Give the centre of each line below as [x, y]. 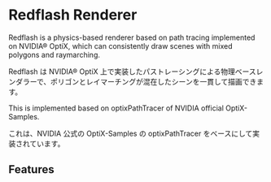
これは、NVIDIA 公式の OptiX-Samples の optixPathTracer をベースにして [131, 133]
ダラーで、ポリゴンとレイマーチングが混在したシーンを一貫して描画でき [136, 81]
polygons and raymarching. [54, 54]
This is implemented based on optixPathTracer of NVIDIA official [116, 108]
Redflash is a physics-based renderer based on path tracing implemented [132, 37]
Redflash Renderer [73, 15]
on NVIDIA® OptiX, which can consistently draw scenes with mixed [121, 45]
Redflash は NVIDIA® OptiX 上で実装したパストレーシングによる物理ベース [132, 71]
